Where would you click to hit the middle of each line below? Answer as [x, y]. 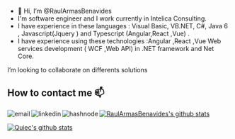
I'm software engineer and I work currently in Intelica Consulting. [112, 18]
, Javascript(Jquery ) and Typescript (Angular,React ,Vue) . [103, 33]
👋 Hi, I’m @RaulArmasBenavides [64, 11]
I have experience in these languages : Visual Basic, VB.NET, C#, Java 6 [123, 26]
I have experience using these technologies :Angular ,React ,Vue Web [119, 41]
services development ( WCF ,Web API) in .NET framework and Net [116, 49]
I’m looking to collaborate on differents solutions [78, 70]
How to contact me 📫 [56, 93]
